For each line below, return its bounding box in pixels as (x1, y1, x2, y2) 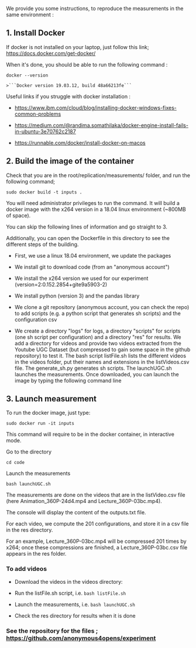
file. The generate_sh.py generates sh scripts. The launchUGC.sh (14, 365, 173, 372)
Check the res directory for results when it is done (14, 612, 136, 619)
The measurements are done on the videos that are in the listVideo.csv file (6, 491, 185, 498)
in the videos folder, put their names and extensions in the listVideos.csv (14, 358, 190, 365)
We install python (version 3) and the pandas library (14, 292, 140, 299)
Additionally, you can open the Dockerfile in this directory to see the (6, 234, 170, 241)
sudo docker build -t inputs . (6, 189, 82, 195)
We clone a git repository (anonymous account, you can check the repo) (14, 303, 190, 310)
